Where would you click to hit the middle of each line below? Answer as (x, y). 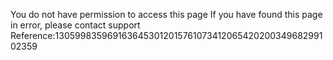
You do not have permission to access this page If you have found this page (166, 14)
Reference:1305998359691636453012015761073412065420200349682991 (166, 35)
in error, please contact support (75, 25)
